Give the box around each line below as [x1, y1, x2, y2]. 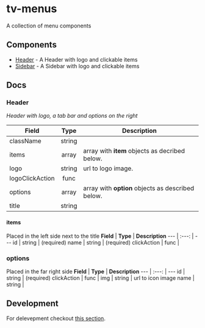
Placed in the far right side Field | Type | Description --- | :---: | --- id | [6, 268, 185, 275]
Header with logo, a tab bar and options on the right [6, 112, 138, 119]
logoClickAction [9, 174, 55, 183]
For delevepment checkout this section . [6, 315, 106, 322]
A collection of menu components [6, 22, 92, 29]
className [9, 137, 41, 145]
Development [6, 298, 59, 309]
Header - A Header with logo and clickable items [15, 55, 138, 63]
